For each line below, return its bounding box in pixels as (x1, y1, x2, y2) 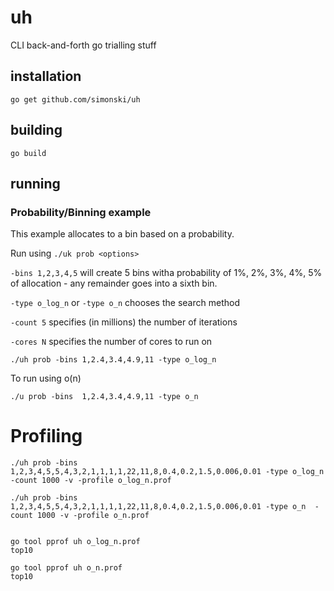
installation (10, 68, 82, 85)
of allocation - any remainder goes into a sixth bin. (10, 277, 218, 290)
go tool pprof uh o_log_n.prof (10, 537, 141, 547)
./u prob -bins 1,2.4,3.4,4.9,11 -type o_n (10, 392, 199, 402)
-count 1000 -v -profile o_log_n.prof (10, 476, 172, 486)
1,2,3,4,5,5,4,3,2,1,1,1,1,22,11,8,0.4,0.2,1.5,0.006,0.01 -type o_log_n (10, 467, 325, 477)
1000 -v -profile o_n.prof (36, 511, 150, 521)
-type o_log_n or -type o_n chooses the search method (10, 297, 240, 309)
